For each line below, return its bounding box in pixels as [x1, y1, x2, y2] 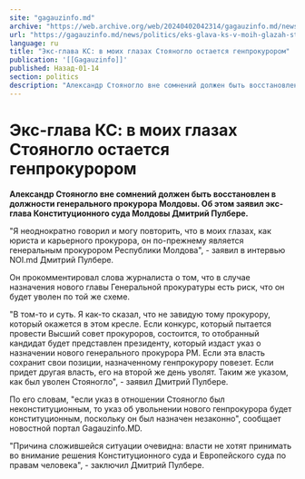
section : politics [9, 73, 79, 82]
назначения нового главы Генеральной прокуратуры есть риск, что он [9, 281, 285, 292]
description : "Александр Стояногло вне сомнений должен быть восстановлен [9, 81, 299, 90]
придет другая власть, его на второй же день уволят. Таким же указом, [9, 367, 289, 377]
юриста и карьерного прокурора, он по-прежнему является [9, 235, 244, 246]
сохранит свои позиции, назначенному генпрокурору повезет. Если [9, 357, 274, 367]
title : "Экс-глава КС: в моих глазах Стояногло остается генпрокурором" [9, 47, 290, 56]
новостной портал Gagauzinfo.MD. [9, 423, 143, 434]
